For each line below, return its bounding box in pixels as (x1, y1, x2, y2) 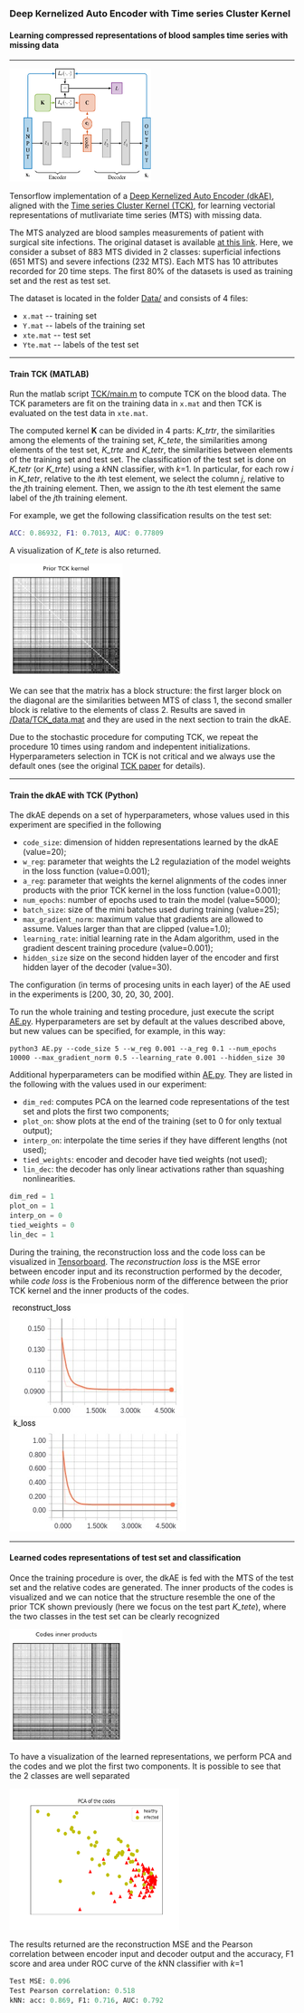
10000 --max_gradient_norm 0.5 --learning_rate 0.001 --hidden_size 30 (9, 1053, 285, 1063)
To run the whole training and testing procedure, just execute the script (9, 1007, 274, 1018)
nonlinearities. (22, 1173, 76, 1184)
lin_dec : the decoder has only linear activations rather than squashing (22, 1163, 285, 1174)
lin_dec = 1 (9, 1230, 54, 1239)
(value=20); (22, 847, 67, 858)
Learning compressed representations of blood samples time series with (9, 30, 289, 41)
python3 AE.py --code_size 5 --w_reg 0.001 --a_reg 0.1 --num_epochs (9, 1044, 278, 1054)
